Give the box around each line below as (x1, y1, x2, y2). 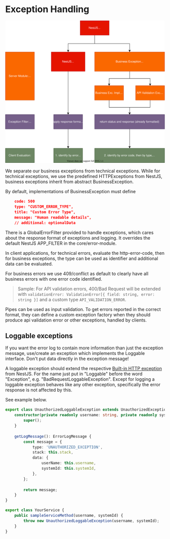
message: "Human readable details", (14, 215, 92, 220)
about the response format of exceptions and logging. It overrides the (5, 235, 151, 241)
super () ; (23, 418, 42, 423)
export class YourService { (5, 508, 65, 513)
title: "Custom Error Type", (14, 210, 76, 215)
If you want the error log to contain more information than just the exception (5, 345, 163, 351)
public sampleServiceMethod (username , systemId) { (14, 513, 123, 518)
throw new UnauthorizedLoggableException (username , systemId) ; (23, 518, 159, 523)
